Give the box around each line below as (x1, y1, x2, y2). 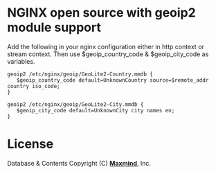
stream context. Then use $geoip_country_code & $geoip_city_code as (7, 50, 209, 58)
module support (7, 19, 102, 35)
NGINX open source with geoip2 (7, 5, 196, 21)
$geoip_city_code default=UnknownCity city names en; (16, 107, 175, 114)
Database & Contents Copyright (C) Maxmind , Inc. (7, 159, 151, 167)
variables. (7, 57, 35, 65)
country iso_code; (7, 82, 60, 89)
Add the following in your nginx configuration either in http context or (7, 42, 204, 51)
